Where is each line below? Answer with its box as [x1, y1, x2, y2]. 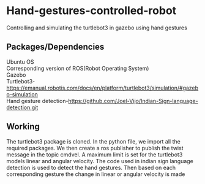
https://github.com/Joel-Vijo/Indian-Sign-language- [68, 97, 198, 104]
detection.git [6, 104, 39, 111]
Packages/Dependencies [6, 42, 105, 52]
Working [6, 121, 40, 132]
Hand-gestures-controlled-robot [6, 4, 177, 18]
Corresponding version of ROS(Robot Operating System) [6, 64, 149, 72]
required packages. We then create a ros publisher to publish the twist [6, 144, 184, 151]
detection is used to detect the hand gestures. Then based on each [6, 164, 176, 171]
